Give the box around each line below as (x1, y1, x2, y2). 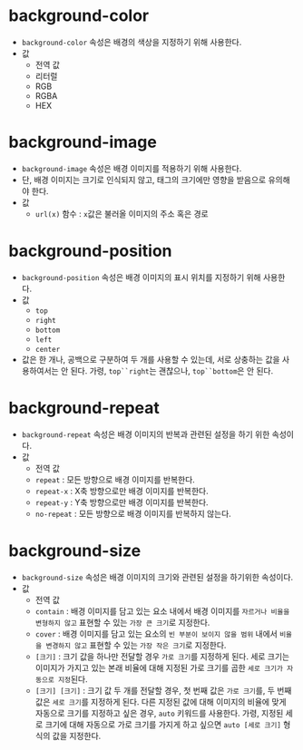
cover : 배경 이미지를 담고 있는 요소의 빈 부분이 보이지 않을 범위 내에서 (34, 628, 278, 639)
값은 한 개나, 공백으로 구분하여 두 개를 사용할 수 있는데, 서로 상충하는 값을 (21, 354, 280, 365)
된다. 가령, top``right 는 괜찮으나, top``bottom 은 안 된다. (70, 365, 274, 376)
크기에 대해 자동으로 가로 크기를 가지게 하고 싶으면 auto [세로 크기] (44, 718, 282, 730)
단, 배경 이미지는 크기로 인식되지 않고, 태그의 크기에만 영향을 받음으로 (21, 174, 267, 185)
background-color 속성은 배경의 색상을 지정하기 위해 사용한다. (21, 36, 242, 47)
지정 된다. (57, 673, 88, 685)
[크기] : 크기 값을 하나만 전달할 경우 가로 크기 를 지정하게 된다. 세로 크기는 (34, 650, 290, 662)
